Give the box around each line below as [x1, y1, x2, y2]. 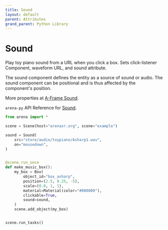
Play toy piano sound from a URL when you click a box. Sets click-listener [5, 60, 157, 66]
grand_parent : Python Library [5, 21, 69, 27]
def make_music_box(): [5, 165, 53, 170]
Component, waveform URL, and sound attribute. [5, 65, 107, 71]
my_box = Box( [14, 169, 44, 175]
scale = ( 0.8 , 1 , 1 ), [23, 183, 64, 188]
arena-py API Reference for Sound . [5, 105, 77, 111]
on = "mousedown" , [14, 142, 49, 147]
